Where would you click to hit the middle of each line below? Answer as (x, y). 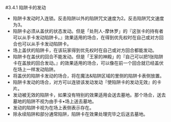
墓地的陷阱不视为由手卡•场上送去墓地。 (54, 101)
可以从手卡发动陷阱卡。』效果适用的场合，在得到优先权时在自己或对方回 (88, 38)
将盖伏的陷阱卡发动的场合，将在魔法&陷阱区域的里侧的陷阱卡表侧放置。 (88, 76)
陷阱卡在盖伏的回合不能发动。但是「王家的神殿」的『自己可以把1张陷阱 (88, 57)
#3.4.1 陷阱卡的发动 (26, 7)
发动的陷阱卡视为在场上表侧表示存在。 (53, 108)
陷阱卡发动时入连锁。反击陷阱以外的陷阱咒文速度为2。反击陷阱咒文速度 (88, 18)
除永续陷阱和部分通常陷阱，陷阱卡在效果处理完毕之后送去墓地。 (80, 114)
